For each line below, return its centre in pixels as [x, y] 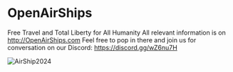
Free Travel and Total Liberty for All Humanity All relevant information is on [117, 32]
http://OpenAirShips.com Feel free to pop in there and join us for [102, 40]
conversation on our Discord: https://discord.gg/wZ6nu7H [93, 47]
